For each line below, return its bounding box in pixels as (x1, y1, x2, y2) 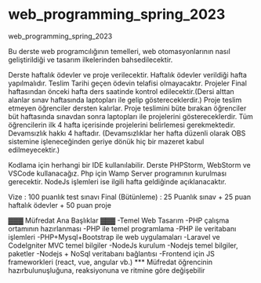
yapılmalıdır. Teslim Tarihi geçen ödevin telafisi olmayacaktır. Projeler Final (8, 78, 247, 88)
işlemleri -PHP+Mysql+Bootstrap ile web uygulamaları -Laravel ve (8, 232, 221, 241)
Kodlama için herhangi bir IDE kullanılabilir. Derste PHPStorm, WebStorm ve (8, 160, 251, 169)
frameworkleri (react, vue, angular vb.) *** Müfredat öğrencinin (8, 257, 213, 267)
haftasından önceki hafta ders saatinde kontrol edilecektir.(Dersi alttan (8, 86, 235, 96)
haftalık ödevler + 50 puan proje (8, 200, 112, 209)
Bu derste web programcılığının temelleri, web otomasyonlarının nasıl (8, 46, 231, 56)
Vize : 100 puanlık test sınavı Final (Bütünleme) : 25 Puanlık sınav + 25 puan (8, 192, 252, 201)
